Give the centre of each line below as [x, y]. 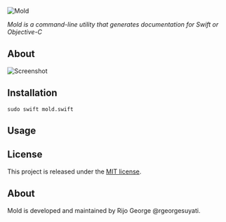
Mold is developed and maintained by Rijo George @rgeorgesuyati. [104, 210]
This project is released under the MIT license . [74, 171]
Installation [32, 93]
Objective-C [25, 32]
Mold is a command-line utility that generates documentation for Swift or [113, 24]
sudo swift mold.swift [40, 109]
